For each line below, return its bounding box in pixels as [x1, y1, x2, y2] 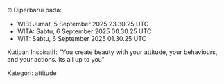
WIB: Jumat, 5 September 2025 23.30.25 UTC [17, 20, 149, 28]
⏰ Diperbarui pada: [7, 6, 62, 14]
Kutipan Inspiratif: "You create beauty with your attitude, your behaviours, [7, 48, 218, 56]
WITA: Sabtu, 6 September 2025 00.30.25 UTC [17, 27, 152, 35]
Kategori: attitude [7, 69, 57, 77]
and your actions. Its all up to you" [7, 56, 105, 63]
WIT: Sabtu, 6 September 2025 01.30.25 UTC [17, 35, 147, 42]
